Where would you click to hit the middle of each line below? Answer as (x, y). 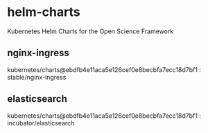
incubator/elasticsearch (41, 123)
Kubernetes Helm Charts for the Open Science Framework (90, 31)
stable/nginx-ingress (37, 77)
